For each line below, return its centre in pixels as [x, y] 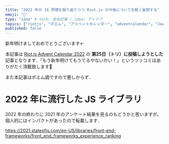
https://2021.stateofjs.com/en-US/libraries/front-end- [61, 130]
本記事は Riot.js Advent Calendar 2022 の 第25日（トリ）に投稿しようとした [84, 54]
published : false [23, 29]
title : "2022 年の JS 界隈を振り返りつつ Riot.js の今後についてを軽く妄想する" [82, 10]
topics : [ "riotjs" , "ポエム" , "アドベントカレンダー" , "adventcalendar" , [79, 24]
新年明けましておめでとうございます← [45, 44]
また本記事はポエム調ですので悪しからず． [49, 77]
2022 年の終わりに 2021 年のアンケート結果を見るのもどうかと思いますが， [83, 114]
